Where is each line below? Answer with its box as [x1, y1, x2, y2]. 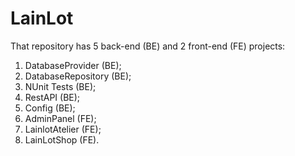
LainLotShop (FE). [24, 133, 100, 146]
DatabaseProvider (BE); [24, 59, 122, 71]
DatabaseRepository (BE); [24, 70, 132, 82]
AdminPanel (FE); [24, 112, 97, 124]
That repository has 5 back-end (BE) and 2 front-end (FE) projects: [10, 40, 286, 52]
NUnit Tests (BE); [24, 80, 97, 92]
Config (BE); [24, 102, 76, 114]
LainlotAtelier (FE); [24, 123, 102, 135]
